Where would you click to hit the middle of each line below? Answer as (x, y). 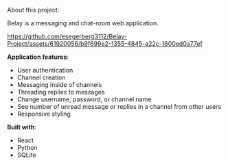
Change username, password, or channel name (84, 99)
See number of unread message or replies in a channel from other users (119, 106)
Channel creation (42, 77)
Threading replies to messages (61, 92)
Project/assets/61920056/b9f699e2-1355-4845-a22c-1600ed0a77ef (105, 43)
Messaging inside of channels (59, 85)
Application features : (38, 57)
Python (27, 148)
